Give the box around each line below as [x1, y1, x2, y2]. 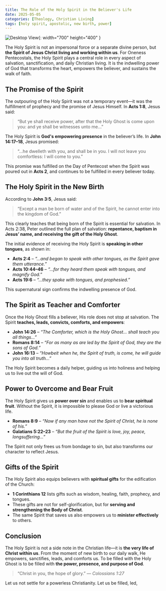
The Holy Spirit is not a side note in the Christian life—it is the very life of [5, 545, 155, 551]
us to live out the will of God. [5, 370, 63, 376]
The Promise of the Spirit [5, 85, 84, 93]
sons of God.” [12, 345, 41, 351]
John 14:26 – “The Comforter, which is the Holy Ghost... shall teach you [12, 329, 160, 335]
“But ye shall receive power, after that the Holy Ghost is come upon [17, 119, 155, 125]
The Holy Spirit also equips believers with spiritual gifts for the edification [5, 476, 156, 482]
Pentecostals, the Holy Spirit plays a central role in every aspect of [5, 55, 141, 61]
